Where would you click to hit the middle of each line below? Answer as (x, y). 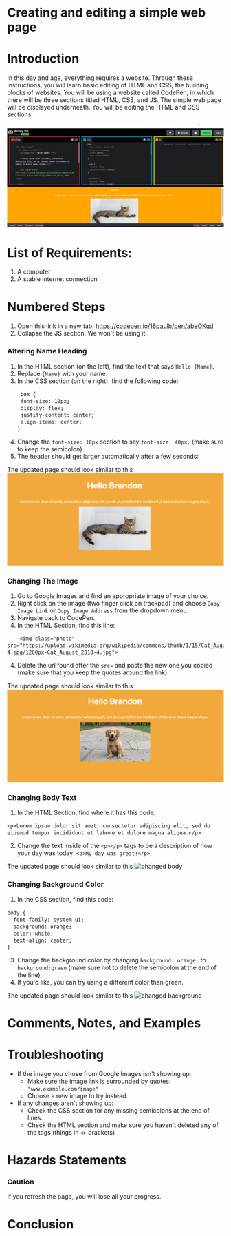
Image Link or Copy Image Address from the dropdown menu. (103, 610)
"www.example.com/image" (63, 1089)
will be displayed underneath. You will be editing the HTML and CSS (103, 107)
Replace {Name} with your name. (62, 373)
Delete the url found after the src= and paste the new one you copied (115, 666)
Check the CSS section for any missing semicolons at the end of (118, 1110)
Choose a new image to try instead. (78, 1095)
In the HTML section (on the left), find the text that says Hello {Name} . (115, 366)
